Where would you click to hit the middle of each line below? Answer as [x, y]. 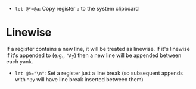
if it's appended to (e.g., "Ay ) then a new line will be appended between [94, 55]
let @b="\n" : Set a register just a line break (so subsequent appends [99, 73]
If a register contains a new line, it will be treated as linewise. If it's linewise [98, 49]
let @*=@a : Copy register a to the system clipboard [77, 9]
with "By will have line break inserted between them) [79, 79]
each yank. [20, 61]
